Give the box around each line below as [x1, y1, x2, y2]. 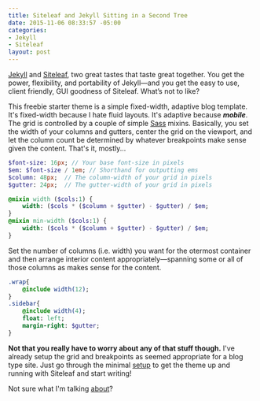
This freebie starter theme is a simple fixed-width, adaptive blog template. [8, 102, 248, 111]
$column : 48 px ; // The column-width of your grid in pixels [8, 173, 213, 181]
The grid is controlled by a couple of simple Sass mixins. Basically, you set [8, 119, 249, 128]
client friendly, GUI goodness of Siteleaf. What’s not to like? [8, 87, 200, 95]
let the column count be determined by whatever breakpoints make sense [8, 136, 247, 144]
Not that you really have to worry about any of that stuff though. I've [8, 343, 236, 353]
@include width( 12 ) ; [22, 285, 90, 293]
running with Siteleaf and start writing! [8, 368, 132, 378]
